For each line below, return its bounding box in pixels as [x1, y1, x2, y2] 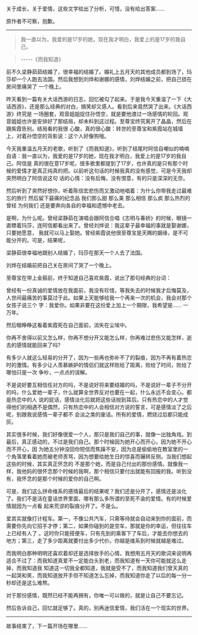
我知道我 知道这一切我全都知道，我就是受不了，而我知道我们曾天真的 [21, 565, 189, 571]
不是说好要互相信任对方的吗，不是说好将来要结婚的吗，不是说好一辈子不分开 [6, 382, 192, 388]
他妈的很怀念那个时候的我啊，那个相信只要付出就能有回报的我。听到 [21, 468, 187, 474]
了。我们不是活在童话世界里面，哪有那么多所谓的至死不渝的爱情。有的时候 [6, 495, 187, 502]
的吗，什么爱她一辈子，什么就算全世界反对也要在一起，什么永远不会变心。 [6, 389, 187, 396]
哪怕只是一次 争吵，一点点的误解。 [6, 369, 90, 376]
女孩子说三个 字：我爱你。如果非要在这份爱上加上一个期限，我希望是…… [6, 302, 182, 308]
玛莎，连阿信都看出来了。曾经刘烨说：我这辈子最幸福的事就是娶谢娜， [21, 222, 192, 229]
